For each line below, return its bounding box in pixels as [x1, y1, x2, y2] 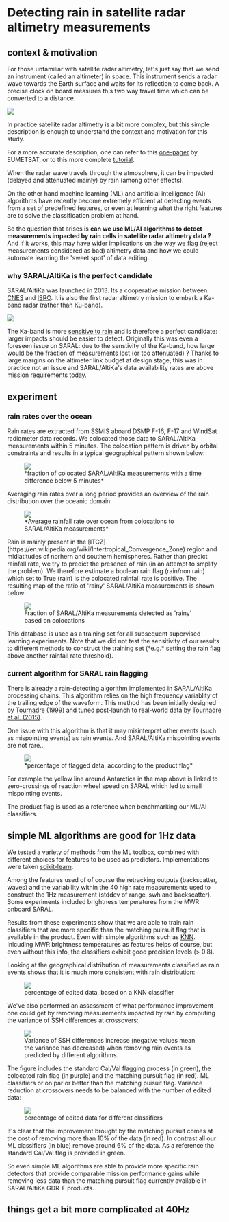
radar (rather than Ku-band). [23, 301, 103, 310]
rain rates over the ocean [7, 411, 92, 421]
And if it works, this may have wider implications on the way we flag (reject [7, 239, 218, 247]
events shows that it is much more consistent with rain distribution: [7, 968, 196, 976]
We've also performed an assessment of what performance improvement [7, 1002, 214, 1010]
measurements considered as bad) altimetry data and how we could [7, 246, 200, 255]
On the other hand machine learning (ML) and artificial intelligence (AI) [7, 189, 206, 197]
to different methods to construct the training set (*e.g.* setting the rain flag [7, 644, 221, 652]
